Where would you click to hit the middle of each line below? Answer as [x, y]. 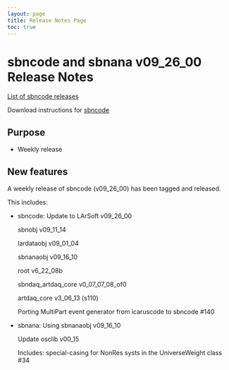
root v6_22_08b [40, 270]
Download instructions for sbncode [58, 110]
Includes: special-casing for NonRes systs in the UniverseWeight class [120, 352]
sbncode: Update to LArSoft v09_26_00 [75, 215]
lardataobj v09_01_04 [48, 243]
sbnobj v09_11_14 [42, 229]
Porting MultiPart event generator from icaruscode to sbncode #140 [116, 311]
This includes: [27, 202]
